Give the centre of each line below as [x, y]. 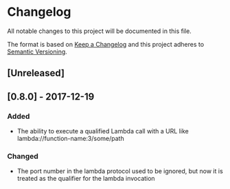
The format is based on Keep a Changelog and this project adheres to [106, 44]
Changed [23, 156]
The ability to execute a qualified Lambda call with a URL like [103, 131]
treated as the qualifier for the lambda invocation [86, 179]
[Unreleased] [36, 73]
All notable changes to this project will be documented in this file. [100, 31]
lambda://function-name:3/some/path [71, 139]
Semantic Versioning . [37, 52]
